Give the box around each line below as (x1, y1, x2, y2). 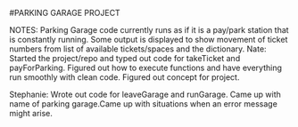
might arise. (9, 108, 54, 118)
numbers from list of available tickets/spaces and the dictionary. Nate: (9, 44, 267, 54)
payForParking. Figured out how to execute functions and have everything (9, 62, 283, 73)
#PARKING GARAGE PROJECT (9, 8, 120, 18)
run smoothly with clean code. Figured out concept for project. (9, 72, 240, 83)
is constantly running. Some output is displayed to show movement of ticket (9, 35, 288, 44)
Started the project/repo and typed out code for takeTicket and (9, 53, 241, 63)
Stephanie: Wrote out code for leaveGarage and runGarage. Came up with (9, 89, 281, 99)
